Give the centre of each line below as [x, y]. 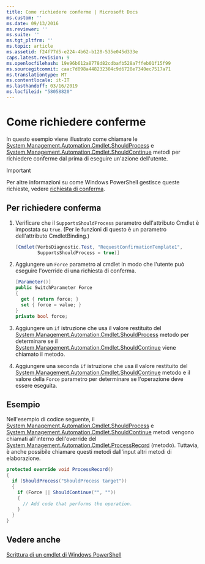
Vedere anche [34, 540]
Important [19, 170]
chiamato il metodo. [40, 354]
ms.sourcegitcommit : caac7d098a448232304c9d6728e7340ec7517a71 [89, 69]
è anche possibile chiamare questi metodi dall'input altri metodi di [89, 452]
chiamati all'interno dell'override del [51, 439]
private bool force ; [41, 316]
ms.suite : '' [23, 35]
